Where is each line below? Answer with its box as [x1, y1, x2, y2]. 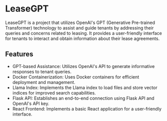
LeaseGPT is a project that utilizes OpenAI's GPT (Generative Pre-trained [5, 19, 156, 25]
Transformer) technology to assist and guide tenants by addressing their [5, 24, 154, 30]
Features [5, 50, 33, 58]
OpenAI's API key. [12, 100, 50, 106]
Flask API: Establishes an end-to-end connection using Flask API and [12, 95, 155, 101]
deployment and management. [12, 79, 76, 85]
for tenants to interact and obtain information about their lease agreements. [5, 35, 160, 41]
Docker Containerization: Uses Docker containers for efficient [12, 73, 140, 80]
